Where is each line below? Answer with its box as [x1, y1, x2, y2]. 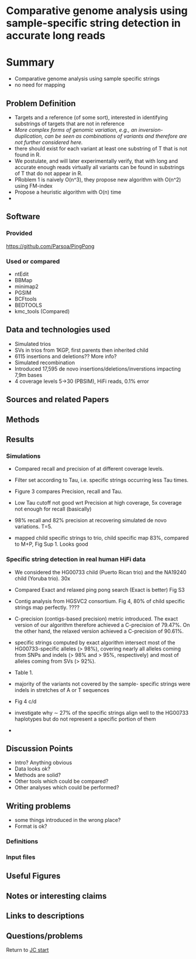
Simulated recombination [14, 359, 75, 366]
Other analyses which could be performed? [14, 784, 119, 791]
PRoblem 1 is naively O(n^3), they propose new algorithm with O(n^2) [14, 176, 181, 183]
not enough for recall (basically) [14, 505, 92, 513]
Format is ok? [14, 823, 47, 830]
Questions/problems [6, 931, 83, 941]
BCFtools [14, 295, 37, 302]
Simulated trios [14, 340, 51, 347]
